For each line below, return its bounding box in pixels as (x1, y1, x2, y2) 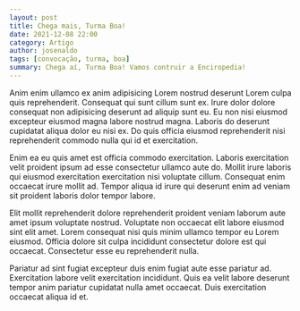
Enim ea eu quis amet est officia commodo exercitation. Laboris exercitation (9, 152, 289, 163)
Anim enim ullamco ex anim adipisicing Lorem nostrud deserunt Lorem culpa (9, 87, 292, 98)
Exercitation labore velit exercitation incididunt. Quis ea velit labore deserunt (9, 272, 290, 282)
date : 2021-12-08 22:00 (9, 29, 99, 38)
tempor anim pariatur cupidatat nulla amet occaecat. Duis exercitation (9, 282, 267, 292)
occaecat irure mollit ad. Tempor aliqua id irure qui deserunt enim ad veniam (9, 181, 291, 191)
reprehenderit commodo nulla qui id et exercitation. (9, 135, 199, 146)
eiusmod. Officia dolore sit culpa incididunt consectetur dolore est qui (9, 236, 267, 247)
